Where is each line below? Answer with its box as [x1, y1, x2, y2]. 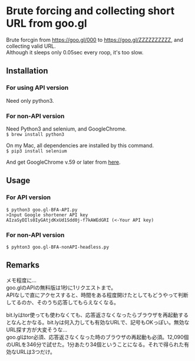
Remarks [6, 260, 40, 270]
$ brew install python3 [6, 131, 65, 137]
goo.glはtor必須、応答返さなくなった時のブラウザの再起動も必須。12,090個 [6, 333, 189, 340]
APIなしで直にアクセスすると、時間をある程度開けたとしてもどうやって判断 [6, 291, 189, 298]
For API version [6, 193, 51, 201]
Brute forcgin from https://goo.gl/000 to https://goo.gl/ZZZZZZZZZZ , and [6, 36, 184, 43]
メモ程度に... [6, 277, 37, 284]
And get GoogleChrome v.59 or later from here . [6, 158, 121, 165]
